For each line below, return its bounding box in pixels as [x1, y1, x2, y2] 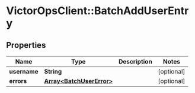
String [44, 68, 62, 75]
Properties [6, 40, 46, 50]
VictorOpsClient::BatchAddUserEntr [6, 4, 189, 18]
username [9, 68, 39, 75]
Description [118, 58, 152, 65]
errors [9, 77, 27, 85]
